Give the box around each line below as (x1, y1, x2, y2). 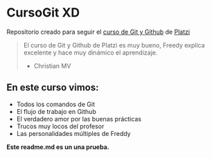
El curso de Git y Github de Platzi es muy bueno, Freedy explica (23, 41, 205, 49)
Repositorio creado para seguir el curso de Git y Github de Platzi (6, 28, 191, 36)
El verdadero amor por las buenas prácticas (16, 115, 141, 123)
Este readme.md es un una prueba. (6, 143, 109, 151)
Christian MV (33, 61, 71, 70)
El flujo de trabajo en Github (16, 107, 96, 115)
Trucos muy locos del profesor (16, 122, 105, 130)
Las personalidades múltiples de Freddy (16, 129, 131, 137)
